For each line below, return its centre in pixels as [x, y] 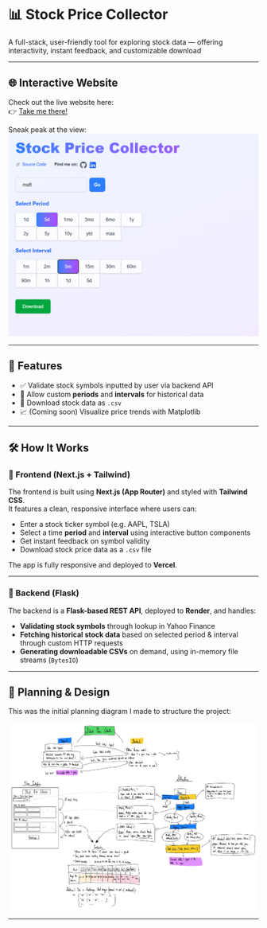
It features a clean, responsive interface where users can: [103, 509]
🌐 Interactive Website [63, 83]
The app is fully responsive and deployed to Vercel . [93, 565]
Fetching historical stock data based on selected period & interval [129, 634]
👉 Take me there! [38, 111]
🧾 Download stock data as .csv [70, 403]
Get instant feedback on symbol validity [85, 541]
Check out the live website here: [61, 102]
